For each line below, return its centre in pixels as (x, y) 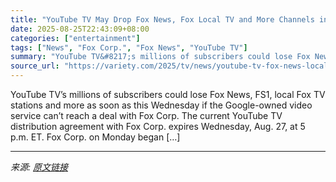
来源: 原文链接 (39, 167)
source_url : (35, 66)
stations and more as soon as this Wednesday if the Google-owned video (161, 105)
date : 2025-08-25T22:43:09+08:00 (80, 29)
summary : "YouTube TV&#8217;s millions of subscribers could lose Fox (160, 57)
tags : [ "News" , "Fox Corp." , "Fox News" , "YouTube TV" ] (129, 47)
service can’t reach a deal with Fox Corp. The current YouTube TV (146, 115)
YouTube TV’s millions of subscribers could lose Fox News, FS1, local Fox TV (168, 94)
